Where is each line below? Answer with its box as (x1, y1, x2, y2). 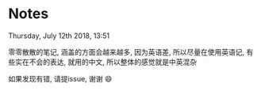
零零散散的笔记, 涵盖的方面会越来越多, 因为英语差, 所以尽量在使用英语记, (8, 47, 244, 56)
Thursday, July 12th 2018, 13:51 (8, 31, 110, 40)
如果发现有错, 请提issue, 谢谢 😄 (8, 74, 113, 83)
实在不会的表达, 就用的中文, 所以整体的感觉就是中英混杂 (14, 57, 197, 66)
